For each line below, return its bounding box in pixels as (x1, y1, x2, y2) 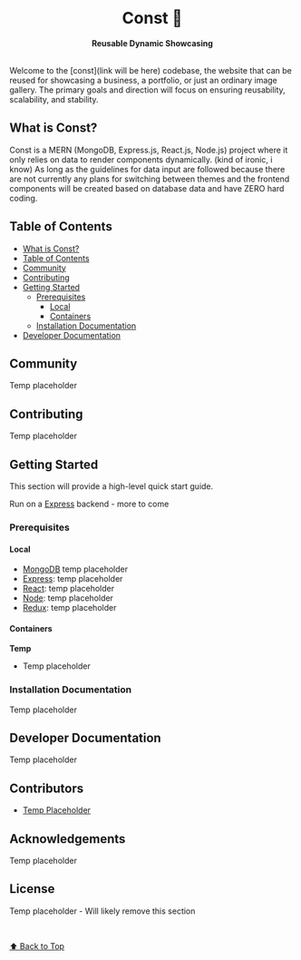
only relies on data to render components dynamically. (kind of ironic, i (9, 153, 273, 165)
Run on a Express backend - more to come (9, 498, 170, 509)
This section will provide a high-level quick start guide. (9, 481, 214, 492)
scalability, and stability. (9, 93, 99, 104)
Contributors (9, 780, 84, 796)
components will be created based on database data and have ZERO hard (9, 182, 285, 193)
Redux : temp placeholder (22, 602, 117, 613)
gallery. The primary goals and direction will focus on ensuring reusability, (9, 84, 286, 95)
